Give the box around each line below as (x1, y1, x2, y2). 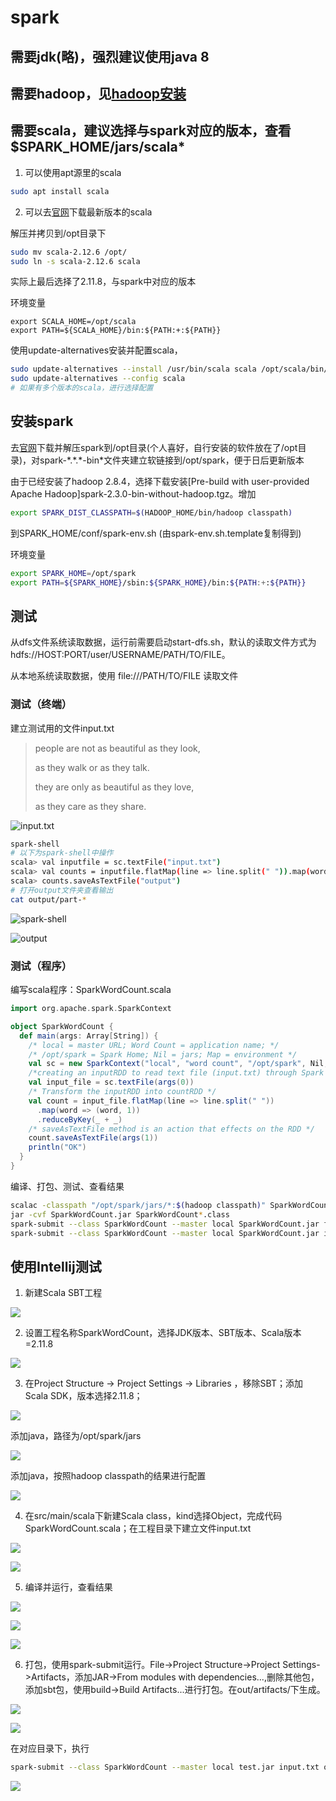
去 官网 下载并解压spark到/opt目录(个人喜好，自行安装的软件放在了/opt (10, 441, 298, 453)
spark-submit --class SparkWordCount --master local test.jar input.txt (10, 1762, 320, 1773)
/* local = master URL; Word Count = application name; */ (28, 1040, 280, 1050)
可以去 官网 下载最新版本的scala (24, 206, 153, 218)
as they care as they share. (34, 800, 147, 812)
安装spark (10, 413, 74, 430)
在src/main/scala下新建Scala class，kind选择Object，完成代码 (24, 1510, 283, 1522)
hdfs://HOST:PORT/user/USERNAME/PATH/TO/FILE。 (10, 649, 231, 661)
